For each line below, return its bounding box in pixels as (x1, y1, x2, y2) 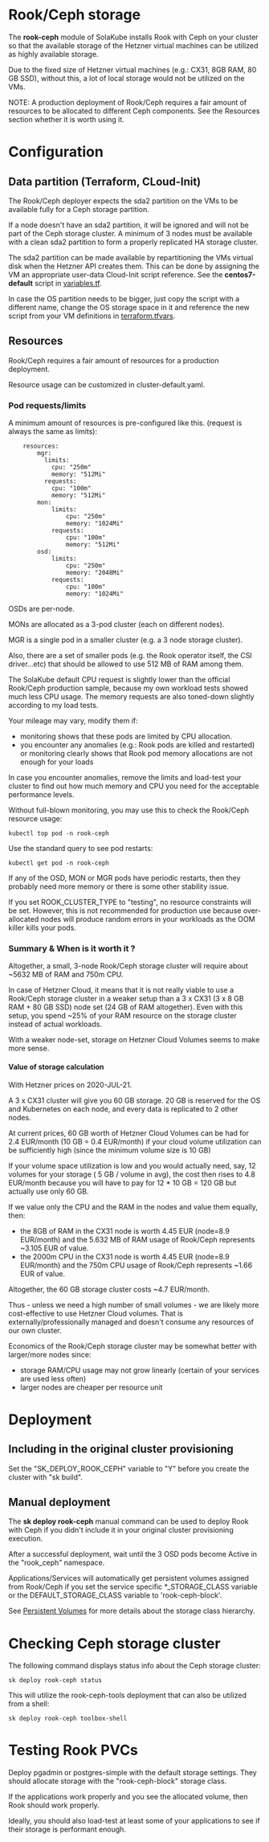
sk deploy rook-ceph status (8, 1676, 103, 1684)
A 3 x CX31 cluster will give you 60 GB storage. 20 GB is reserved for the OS (8, 1095, 261, 1105)
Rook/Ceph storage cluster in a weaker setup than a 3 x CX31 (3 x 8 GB (8, 994, 244, 1004)
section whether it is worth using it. (8, 114, 124, 124)
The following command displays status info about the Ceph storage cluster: (8, 1661, 261, 1671)
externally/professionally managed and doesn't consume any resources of (8, 1316, 255, 1327)
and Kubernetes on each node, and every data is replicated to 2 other (8, 1103, 238, 1114)
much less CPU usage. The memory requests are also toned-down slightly (8, 692, 255, 702)
